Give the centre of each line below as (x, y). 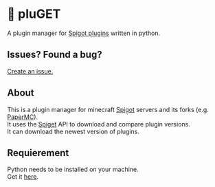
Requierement (38, 153)
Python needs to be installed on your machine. (73, 169)
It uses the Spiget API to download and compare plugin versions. (99, 124)
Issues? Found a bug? (55, 55)
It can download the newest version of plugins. (73, 131)
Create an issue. (30, 71)
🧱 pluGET (34, 14)
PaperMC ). (23, 117)
